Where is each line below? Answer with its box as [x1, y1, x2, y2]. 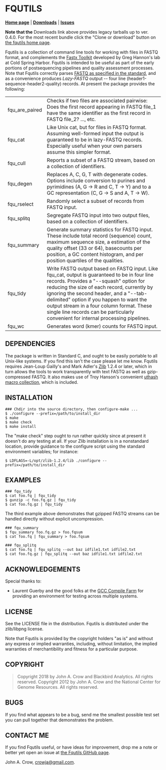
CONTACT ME [5, 731, 49, 740]
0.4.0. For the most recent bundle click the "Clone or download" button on [5, 34, 156, 40]
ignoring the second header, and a [46, 290, 127, 296]
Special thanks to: [5, 578, 42, 584]
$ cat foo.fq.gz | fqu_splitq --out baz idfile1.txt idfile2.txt [5, 551, 142, 557]
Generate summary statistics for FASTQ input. [46, 226, 153, 233]
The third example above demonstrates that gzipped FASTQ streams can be [5, 511, 160, 517]
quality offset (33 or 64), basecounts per [46, 244, 142, 251]
